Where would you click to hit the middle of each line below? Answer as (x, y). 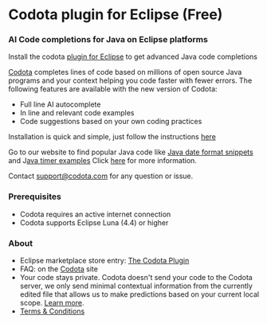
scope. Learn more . (52, 303)
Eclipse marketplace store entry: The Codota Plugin (104, 261)
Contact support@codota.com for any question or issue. (101, 176)
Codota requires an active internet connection (95, 214)
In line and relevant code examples (77, 113)
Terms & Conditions (52, 311)
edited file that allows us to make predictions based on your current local (139, 294)
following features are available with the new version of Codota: (113, 89)
